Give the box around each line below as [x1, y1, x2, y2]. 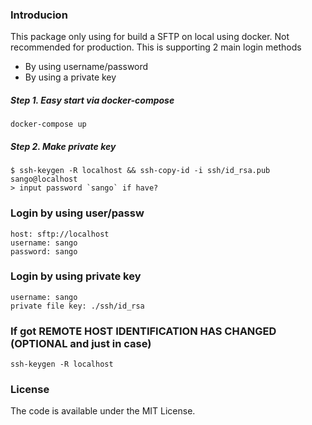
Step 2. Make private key [10, 140, 117, 152]
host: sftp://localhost [10, 229, 110, 239]
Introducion [10, 8, 68, 22]
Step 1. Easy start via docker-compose [10, 94, 175, 106]
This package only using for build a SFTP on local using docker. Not [10, 31, 290, 43]
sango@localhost [10, 174, 78, 185]
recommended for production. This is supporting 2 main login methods [10, 41, 302, 53]
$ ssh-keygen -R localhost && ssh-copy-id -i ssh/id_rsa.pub [10, 166, 271, 176]
